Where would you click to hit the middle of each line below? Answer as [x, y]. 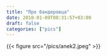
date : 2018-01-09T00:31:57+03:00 [49, 18]
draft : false [23, 23]
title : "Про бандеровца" [38, 12]
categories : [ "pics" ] [34, 29]
